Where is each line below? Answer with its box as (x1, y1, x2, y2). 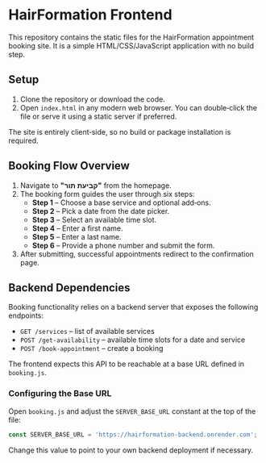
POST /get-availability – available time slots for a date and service (19, 335, 246, 344)
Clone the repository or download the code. (19, 94, 165, 104)
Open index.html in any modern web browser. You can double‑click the (19, 102, 258, 112)
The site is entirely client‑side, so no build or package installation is (8, 127, 231, 136)
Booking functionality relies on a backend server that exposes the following (8, 302, 259, 312)
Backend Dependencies (8, 281, 131, 294)
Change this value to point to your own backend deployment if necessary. (8, 445, 254, 455)
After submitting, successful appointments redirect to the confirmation (19, 248, 254, 259)
